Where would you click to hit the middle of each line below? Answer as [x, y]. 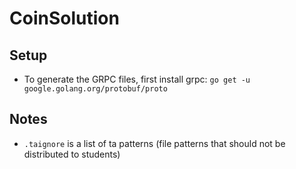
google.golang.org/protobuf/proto [95, 89]
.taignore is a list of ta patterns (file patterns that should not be [154, 143]
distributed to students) [72, 154]
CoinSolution [64, 18]
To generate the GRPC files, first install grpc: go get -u [137, 79]
